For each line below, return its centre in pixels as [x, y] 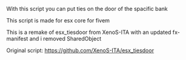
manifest [17, 38]
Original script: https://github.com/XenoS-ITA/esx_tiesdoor [80, 50]
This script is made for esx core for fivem [58, 20]
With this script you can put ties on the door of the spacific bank [87, 9]
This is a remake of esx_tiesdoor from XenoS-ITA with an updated [89, 32]
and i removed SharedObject [66, 38]
